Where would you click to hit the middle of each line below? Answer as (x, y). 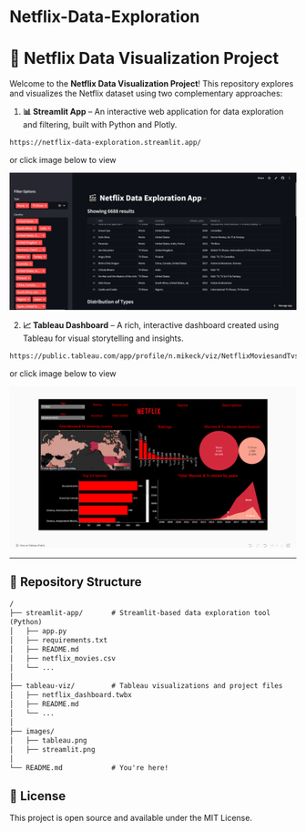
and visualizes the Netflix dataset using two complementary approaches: (146, 94)
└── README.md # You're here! (89, 768)
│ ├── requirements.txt (58, 641)
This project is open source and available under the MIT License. (131, 818)
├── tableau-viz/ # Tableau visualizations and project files (146, 686)
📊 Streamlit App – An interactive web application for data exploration (153, 112)
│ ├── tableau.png (49, 741)
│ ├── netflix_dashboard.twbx (71, 695)
